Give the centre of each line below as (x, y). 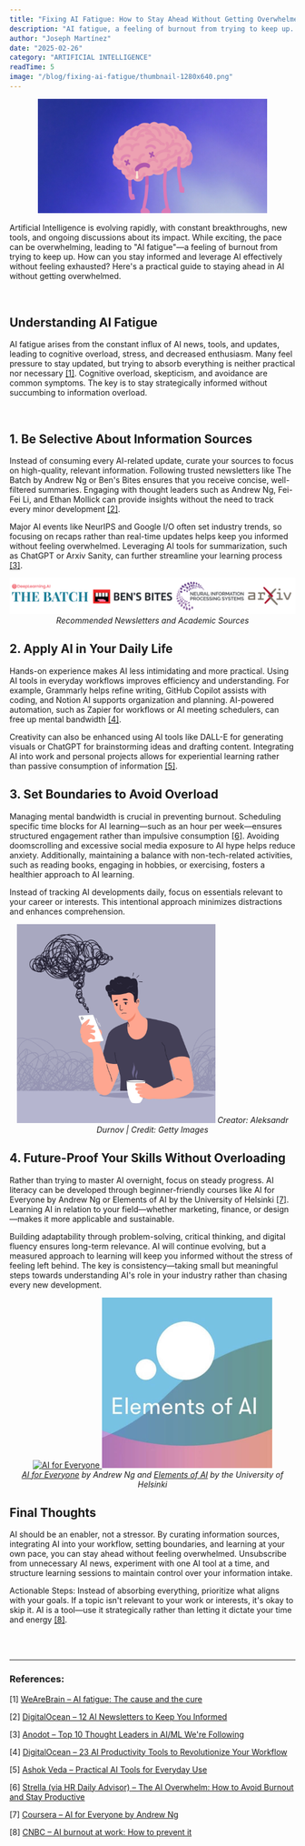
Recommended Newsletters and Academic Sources (152, 621)
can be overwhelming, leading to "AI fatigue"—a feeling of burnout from (144, 247)
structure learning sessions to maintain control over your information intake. (151, 1573)
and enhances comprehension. (67, 911)
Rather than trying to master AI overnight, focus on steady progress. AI (142, 1180)
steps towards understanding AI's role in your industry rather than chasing (148, 1275)
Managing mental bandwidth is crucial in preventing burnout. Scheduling (145, 816)
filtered (23, 490)
